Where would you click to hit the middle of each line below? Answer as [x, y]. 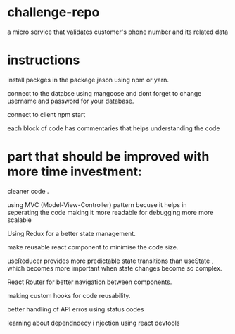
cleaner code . [28, 191]
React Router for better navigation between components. [90, 282]
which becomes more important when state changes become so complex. [115, 268]
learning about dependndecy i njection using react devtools [94, 323]
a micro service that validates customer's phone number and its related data [118, 32]
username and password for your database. [71, 101]
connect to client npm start [46, 114]
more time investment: [75, 172]
